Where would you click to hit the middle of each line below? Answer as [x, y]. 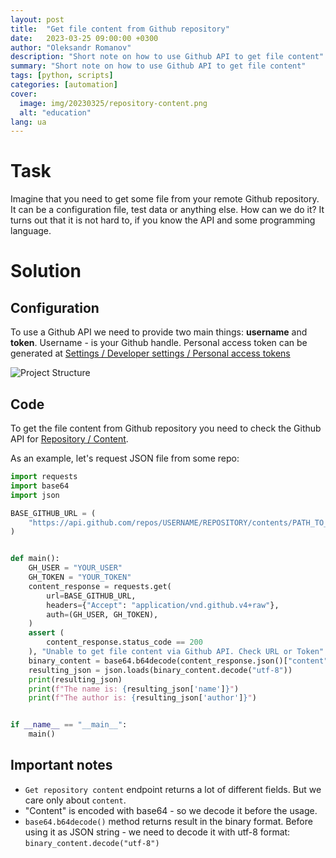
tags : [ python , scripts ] [62, 76]
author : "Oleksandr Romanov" [71, 47]
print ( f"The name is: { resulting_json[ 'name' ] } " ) [134, 689]
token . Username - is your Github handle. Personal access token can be [159, 343]
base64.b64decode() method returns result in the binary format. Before [168, 821]
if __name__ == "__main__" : [69, 725]
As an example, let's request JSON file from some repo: [125, 458]
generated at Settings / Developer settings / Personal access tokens [150, 353]
